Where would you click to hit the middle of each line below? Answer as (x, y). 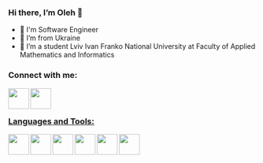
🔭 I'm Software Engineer (59, 30)
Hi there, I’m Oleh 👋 (45, 13)
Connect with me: (43, 76)
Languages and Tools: (51, 121)
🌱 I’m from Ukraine (50, 38)
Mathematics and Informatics (67, 55)
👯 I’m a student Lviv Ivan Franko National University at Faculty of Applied (137, 46)
